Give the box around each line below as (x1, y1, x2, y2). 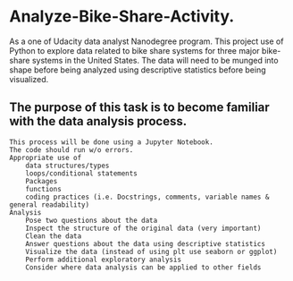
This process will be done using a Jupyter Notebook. (9, 137, 214, 147)
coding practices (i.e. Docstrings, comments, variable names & (25, 192, 270, 201)
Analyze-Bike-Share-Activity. (9, 6, 235, 27)
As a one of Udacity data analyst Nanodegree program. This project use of (9, 36, 284, 47)
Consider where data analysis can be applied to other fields (25, 262, 262, 272)
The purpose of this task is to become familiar (9, 100, 270, 115)
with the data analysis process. (9, 114, 188, 129)
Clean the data (25, 231, 82, 241)
